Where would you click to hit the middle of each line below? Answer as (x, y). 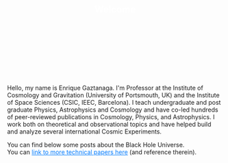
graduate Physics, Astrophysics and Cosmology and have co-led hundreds (113, 110)
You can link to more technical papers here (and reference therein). (102, 152)
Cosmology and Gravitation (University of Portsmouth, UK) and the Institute (114, 95)
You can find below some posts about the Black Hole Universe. (96, 145)
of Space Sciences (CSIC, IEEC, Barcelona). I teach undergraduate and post (114, 103)
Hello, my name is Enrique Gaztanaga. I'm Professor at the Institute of (105, 88)
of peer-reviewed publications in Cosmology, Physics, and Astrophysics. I (111, 117)
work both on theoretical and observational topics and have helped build (109, 125)
